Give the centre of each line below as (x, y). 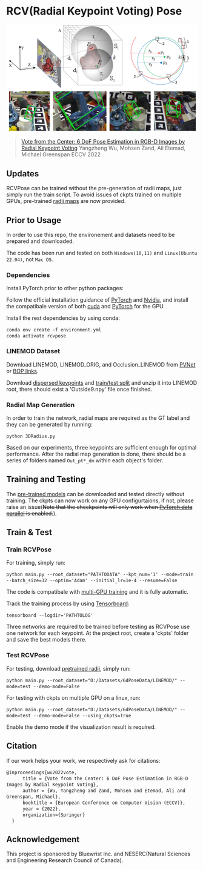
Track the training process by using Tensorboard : (68, 603)
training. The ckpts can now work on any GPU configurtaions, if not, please (100, 500)
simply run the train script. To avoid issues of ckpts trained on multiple (94, 194)
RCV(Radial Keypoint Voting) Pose (94, 11)
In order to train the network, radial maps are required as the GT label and (98, 418)
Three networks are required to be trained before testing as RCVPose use (98, 627)
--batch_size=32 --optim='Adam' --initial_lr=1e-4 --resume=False (92, 581)
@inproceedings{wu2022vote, (42, 772)
